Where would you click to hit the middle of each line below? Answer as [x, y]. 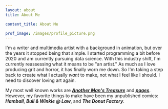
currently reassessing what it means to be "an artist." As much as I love [80, 64]
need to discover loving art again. [40, 80]
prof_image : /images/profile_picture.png [50, 33]
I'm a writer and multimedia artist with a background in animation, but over [84, 48]
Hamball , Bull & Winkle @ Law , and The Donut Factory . [65, 101]
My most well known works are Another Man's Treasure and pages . [78, 91]
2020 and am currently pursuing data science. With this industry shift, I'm [83, 59]
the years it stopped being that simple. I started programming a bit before [83, 53]
